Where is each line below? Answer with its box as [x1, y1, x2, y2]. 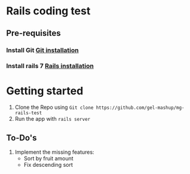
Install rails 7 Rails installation [6, 62, 94, 70]
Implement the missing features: [14, 148, 94, 156]
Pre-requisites [6, 28, 61, 38]
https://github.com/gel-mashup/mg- [96, 105, 185, 111]
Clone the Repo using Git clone [14, 103, 94, 111]
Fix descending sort [23, 161, 73, 169]
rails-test [14, 110, 42, 116]
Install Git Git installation [6, 46, 79, 54]
